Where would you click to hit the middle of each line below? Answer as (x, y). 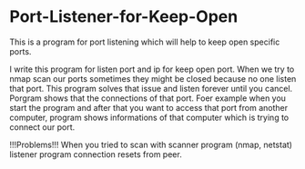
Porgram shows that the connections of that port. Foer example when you (148, 98)
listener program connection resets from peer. (96, 154)
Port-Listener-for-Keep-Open (124, 17)
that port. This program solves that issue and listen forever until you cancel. (151, 88)
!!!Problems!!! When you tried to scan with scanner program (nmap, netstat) (151, 144)
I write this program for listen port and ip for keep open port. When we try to (152, 69)
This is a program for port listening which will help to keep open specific (145, 42)
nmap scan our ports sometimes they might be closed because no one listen (153, 78)
